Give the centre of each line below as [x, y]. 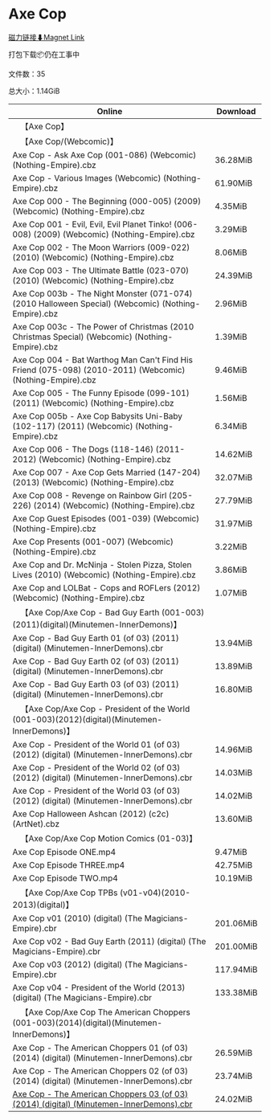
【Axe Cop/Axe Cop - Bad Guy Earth [90, 612]
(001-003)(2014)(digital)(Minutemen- [88, 1023]
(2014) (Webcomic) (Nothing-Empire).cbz [114, 505]
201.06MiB [236, 923]
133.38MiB [236, 992]
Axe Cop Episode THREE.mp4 [69, 865]
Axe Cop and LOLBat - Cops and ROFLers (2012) [106, 587]
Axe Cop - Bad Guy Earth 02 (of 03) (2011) [96, 661]
